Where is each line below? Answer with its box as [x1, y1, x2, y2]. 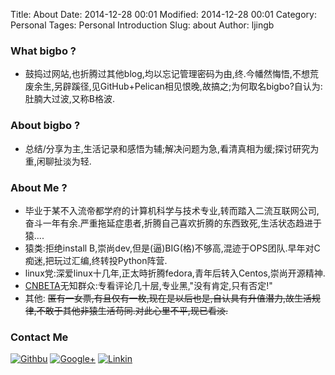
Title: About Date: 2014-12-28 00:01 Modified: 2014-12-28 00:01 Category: [10, 9, 317, 20]
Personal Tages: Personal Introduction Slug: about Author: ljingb [10, 19, 275, 31]
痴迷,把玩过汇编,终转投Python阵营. [24, 254, 168, 266]
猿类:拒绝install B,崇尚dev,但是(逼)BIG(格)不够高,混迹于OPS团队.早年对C [24, 242, 321, 254]
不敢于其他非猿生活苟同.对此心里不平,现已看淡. [36, 304, 228, 316]
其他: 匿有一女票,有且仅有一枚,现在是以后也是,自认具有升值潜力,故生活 [24, 292, 312, 304]
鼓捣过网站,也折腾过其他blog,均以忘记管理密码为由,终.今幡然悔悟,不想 [24, 68, 310, 80]
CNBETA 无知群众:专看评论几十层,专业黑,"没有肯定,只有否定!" [24, 279, 273, 291]
